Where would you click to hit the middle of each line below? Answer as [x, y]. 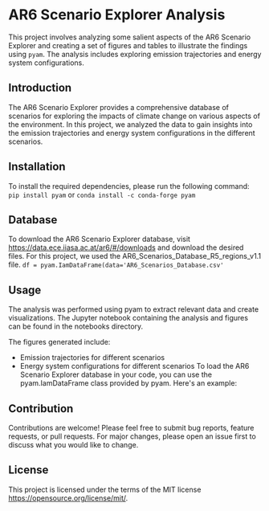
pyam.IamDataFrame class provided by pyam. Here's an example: [128, 383]
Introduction [40, 88]
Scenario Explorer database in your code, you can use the [116, 374]
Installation [37, 167]
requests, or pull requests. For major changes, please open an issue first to [132, 436]
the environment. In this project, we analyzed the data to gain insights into [130, 124]
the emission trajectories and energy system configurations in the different [132, 133]
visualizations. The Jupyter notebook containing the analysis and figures [128, 318]
